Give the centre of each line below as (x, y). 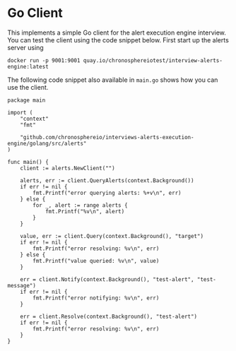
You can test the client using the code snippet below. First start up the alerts (118, 40)
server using (25, 47)
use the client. (28, 87)
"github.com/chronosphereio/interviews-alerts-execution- (107, 137)
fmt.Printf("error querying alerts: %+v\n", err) (107, 193)
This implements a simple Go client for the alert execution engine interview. (117, 32)
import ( (20, 112)
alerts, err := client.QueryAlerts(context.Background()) (107, 180)
